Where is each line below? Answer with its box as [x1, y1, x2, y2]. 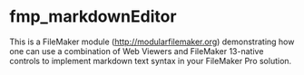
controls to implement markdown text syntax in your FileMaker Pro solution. [9, 55, 292, 66]
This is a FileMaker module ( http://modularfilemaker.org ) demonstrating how [9, 36, 295, 47]
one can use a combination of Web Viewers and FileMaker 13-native [9, 45, 264, 56]
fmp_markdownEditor [9, 6, 177, 27]
